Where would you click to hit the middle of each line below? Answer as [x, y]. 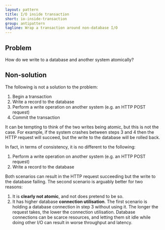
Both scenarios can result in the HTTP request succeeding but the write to [81, 176]
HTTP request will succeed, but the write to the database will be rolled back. [82, 137]
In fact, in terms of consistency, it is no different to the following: [70, 147]
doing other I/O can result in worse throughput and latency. [72, 222]
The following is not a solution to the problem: [52, 87]
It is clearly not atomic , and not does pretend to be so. [68, 196]
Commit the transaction [36, 117]
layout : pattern [22, 10]
